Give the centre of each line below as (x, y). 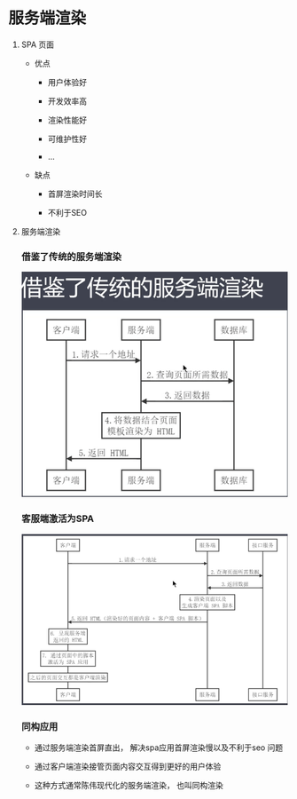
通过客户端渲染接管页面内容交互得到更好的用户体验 (128, 767)
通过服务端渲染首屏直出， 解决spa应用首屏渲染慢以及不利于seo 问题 (159, 748)
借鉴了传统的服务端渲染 (71, 257)
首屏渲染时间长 (75, 194)
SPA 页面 (38, 44)
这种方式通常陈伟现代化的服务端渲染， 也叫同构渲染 (129, 786)
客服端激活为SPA (58, 518)
